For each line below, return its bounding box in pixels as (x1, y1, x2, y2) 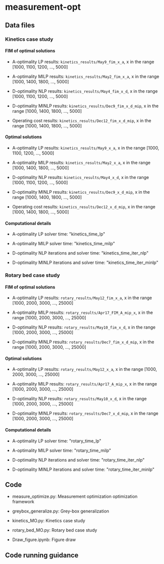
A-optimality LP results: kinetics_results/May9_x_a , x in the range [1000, (12, 145, 160, 151)
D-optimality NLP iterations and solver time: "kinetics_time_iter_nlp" (12, 250, 149, 256)
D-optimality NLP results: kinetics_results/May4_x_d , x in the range (12, 174, 149, 180)
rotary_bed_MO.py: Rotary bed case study (12, 527, 97, 533)
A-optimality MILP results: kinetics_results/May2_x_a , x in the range (12, 159, 151, 165)
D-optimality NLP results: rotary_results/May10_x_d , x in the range (12, 396, 147, 402)
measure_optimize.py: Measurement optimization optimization (12, 493, 138, 499)
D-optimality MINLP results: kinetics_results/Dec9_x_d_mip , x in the (12, 189, 150, 195)
